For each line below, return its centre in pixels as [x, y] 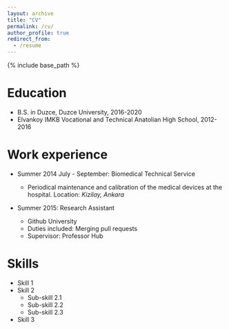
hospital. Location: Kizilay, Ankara [76, 195]
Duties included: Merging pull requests [82, 228]
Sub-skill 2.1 [44, 297]
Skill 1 [25, 283]
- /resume [27, 46]
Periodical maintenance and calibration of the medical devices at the [125, 187]
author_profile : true [38, 33]
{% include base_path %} [43, 65]
